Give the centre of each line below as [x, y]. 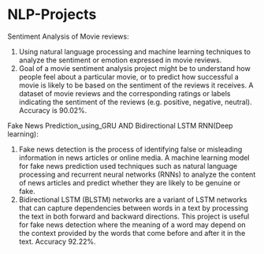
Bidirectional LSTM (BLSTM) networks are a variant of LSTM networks [133, 200]
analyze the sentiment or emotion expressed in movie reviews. [120, 60]
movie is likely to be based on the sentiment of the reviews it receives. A [136, 85]
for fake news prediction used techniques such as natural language [128, 166]
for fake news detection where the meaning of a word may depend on [132, 224]
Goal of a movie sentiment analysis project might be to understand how [135, 68]
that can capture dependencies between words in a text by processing [134, 207]
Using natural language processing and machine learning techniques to [135, 51]
